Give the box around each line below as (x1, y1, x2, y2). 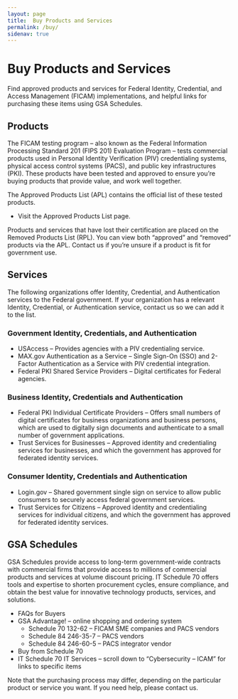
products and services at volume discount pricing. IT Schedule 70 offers (7, 572, 219, 581)
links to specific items (17, 662, 82, 671)
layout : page (7, 10, 46, 18)
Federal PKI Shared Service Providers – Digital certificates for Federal (17, 367, 222, 375)
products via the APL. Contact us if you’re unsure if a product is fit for (7, 241, 211, 249)
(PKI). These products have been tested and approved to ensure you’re (7, 169, 215, 178)
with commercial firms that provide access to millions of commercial (7, 565, 207, 573)
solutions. (7, 595, 36, 604)
